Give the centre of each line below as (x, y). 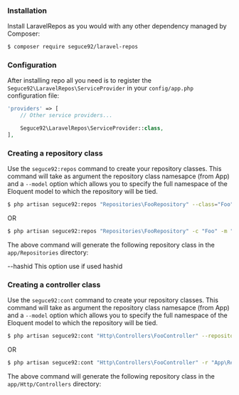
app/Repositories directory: (48, 252)
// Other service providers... (67, 116)
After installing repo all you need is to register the (79, 81)
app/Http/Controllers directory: (54, 384)
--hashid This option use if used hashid (65, 267)
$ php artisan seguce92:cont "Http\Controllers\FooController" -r (108, 363)
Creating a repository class (55, 153)
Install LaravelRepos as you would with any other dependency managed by (117, 26)
